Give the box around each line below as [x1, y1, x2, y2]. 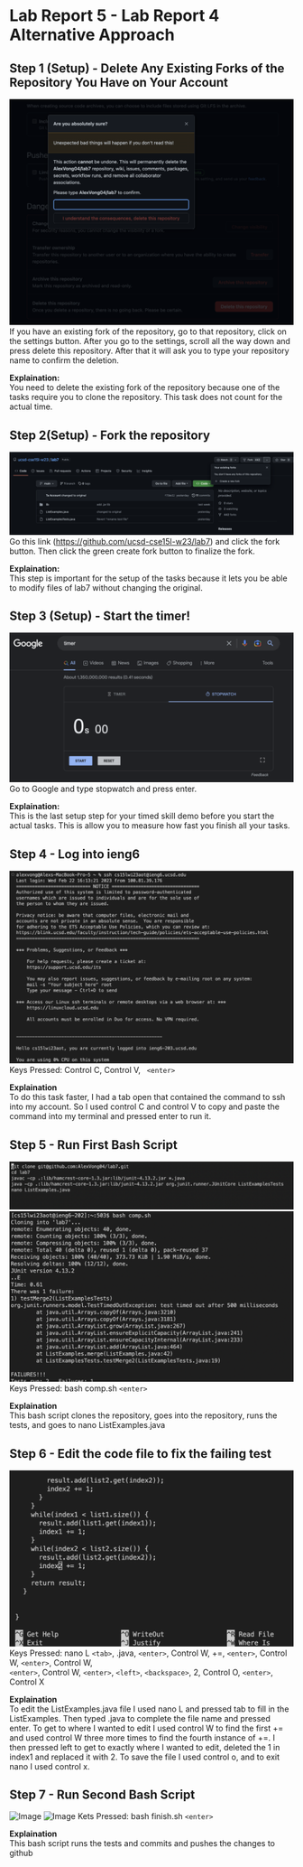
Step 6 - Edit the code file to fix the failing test [9, 1446, 272, 1461]
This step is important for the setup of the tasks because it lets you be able [9, 573, 288, 583]
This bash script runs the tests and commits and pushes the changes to [9, 1838, 276, 1849]
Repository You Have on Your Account [9, 74, 228, 90]
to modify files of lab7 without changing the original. [9, 582, 203, 593]
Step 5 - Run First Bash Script [9, 1137, 178, 1153]
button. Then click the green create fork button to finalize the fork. [9, 546, 255, 556]
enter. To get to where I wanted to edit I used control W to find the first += [9, 1722, 284, 1733]
